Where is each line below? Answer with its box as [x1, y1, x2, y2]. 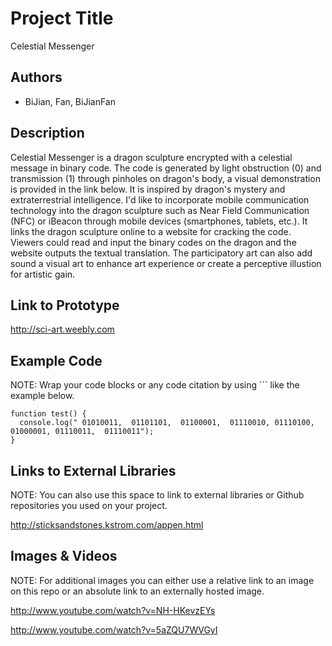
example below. [10, 390, 75, 402]
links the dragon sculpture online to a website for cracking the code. [10, 225, 292, 237]
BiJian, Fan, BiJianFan [24, 95, 116, 107]
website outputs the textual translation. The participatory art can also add [10, 247, 313, 259]
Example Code [10, 352, 103, 369]
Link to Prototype [10, 297, 120, 314]
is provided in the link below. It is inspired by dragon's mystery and [10, 183, 286, 195]
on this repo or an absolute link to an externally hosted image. [10, 585, 265, 597]
